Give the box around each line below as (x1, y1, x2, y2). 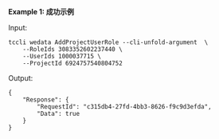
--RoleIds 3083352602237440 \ (22, 46, 123, 54)
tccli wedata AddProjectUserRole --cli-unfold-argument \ (8, 38, 209, 46)
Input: (8, 23, 28, 32)
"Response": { (22, 96, 69, 104)
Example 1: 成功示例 (8, 7, 74, 16)
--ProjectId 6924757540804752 (22, 59, 123, 67)
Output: (8, 73, 33, 82)
